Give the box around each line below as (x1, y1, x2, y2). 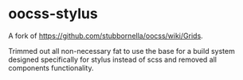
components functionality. (8, 63, 94, 72)
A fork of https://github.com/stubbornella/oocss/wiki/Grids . (8, 31, 203, 40)
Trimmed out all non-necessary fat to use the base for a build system (8, 46, 235, 55)
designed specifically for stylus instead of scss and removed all (8, 55, 218, 64)
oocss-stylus (8, 5, 98, 23)
